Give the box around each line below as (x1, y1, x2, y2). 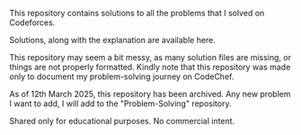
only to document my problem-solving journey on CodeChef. (9, 71, 235, 82)
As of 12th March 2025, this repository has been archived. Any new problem (9, 89, 291, 99)
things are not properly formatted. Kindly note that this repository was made (9, 62, 291, 72)
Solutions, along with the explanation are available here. (9, 35, 216, 45)
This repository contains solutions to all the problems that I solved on (9, 8, 265, 18)
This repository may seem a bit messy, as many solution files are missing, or (9, 52, 292, 62)
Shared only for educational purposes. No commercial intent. (9, 116, 235, 126)
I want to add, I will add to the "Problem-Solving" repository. (9, 98, 232, 109)
